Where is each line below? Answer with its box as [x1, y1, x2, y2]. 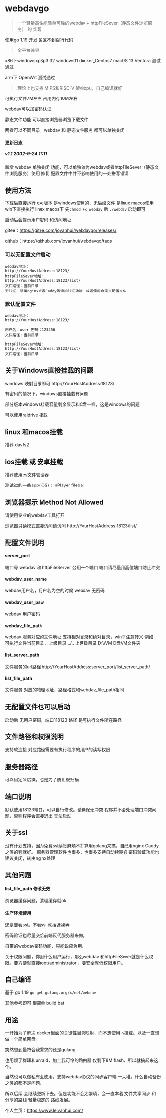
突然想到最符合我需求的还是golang [5, 1047, 76, 1053]
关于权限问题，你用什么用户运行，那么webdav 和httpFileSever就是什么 [5, 953, 149, 959]
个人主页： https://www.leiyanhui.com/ [5, 1107, 83, 1114]
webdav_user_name [5, 576, 47, 582]
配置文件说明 [5, 538, 44, 547]
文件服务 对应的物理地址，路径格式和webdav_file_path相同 [5, 686, 124, 693]
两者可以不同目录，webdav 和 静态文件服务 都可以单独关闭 [5, 127, 124, 133]
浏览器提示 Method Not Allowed [5, 498, 104, 506]
